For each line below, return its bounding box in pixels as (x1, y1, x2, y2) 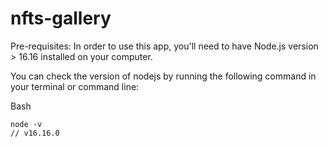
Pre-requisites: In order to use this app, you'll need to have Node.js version (10, 40, 319, 52)
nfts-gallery (10, 7, 112, 30)
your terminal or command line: (10, 80, 140, 92)
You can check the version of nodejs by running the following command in (10, 70, 317, 82)
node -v (10, 119, 43, 129)
